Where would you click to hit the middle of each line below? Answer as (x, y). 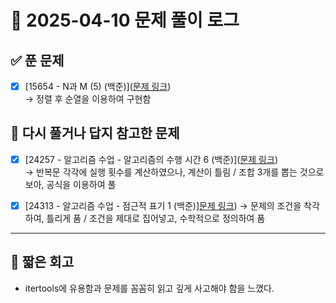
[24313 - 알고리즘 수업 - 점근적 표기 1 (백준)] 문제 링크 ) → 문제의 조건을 (163, 205)
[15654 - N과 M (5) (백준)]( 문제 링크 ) (98, 86)
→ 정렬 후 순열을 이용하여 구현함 (88, 99)
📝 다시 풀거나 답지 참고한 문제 (95, 133)
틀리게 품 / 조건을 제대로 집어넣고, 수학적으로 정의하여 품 (156, 218)
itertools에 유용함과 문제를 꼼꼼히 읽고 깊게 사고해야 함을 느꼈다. (149, 288)
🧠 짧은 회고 (42, 262)
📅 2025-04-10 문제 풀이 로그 (125, 20)
